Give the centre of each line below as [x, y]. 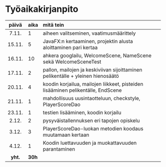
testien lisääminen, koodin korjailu [82, 112]
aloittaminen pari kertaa [70, 47]
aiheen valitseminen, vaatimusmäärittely [89, 33]
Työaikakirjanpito [42, 9]
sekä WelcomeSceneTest [72, 61]
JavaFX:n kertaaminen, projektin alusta [88, 41]
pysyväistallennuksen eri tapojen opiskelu [91, 120]
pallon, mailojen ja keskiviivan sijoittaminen [92, 69]
